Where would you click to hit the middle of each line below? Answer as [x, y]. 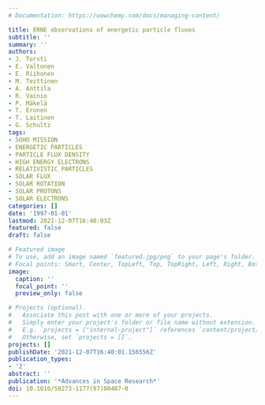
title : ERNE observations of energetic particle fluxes [102, 30]
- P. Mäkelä [28, 103]
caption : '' [35, 279]
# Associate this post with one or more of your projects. [111, 315]
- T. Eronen [28, 111]
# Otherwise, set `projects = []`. [70, 337]
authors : [22, 52]
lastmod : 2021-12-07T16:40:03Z [60, 221]
